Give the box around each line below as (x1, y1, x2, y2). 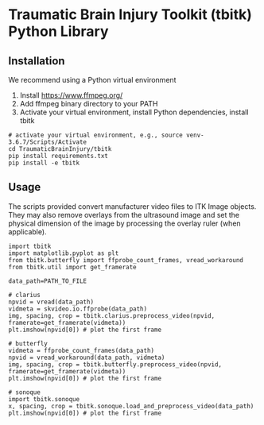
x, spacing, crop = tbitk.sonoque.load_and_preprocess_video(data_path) (8, 402, 254, 410)
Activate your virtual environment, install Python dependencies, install (19, 107, 249, 117)
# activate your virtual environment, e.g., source (8, 131, 183, 139)
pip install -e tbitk (8, 159, 80, 167)
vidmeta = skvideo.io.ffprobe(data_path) (8, 304, 148, 313)
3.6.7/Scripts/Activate (8, 138, 87, 146)
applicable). (8, 226, 47, 236)
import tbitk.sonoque (8, 395, 80, 403)
